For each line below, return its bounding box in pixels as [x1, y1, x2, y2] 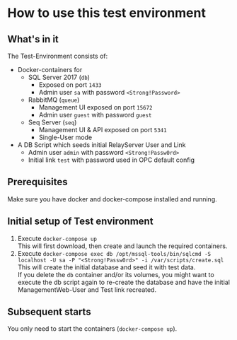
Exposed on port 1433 [38, 81, 102, 89]
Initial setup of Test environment [7, 216, 154, 228]
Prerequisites [7, 176, 68, 188]
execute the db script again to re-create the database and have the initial [17, 278, 230, 286]
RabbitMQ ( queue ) [28, 95, 80, 104]
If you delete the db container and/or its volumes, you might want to [17, 270, 214, 279]
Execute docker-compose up [17, 234, 98, 242]
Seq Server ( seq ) [28, 118, 77, 127]
